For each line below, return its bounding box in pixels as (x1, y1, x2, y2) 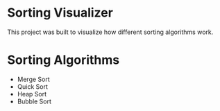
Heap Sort (17, 89, 47, 98)
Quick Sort (17, 82, 49, 91)
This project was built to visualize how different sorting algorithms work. (7, 28, 214, 36)
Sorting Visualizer (7, 5, 113, 21)
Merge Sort (17, 75, 50, 83)
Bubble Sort (17, 97, 52, 105)
